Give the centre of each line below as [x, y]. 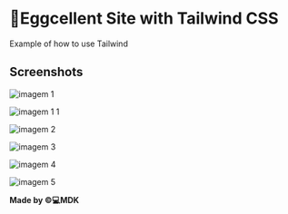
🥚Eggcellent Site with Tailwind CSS [144, 19]
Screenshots [46, 72]
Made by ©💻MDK [45, 199]
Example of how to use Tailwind [69, 44]
